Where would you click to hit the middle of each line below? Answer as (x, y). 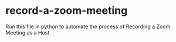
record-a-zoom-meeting (67, 11)
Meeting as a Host (28, 32)
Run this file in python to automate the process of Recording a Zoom (88, 26)
